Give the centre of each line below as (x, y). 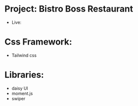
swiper (18, 98)
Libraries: (24, 75)
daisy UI (20, 88)
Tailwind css (24, 55)
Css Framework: (38, 42)
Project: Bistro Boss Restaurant (69, 9)
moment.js (22, 93)
